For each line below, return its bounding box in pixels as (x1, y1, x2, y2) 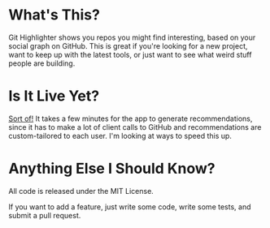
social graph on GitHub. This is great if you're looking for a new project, (8, 41, 248, 50)
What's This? (8, 6, 100, 24)
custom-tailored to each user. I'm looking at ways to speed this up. (8, 131, 232, 140)
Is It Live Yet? (8, 87, 100, 105)
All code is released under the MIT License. (8, 186, 155, 196)
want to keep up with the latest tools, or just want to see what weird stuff (8, 49, 252, 59)
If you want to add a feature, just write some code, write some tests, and (8, 201, 251, 212)
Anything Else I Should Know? (8, 160, 216, 178)
